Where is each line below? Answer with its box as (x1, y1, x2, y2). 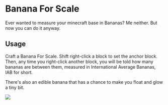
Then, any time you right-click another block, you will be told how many (5, 59, 153, 65)
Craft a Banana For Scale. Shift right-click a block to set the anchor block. (5, 53, 157, 59)
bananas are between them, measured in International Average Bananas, (5, 64, 156, 70)
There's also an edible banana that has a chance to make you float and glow (5, 79, 163, 85)
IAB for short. (5, 69, 33, 75)
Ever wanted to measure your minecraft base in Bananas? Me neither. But (5, 20, 157, 26)
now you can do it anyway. (5, 25, 61, 31)
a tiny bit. (5, 84, 25, 90)
